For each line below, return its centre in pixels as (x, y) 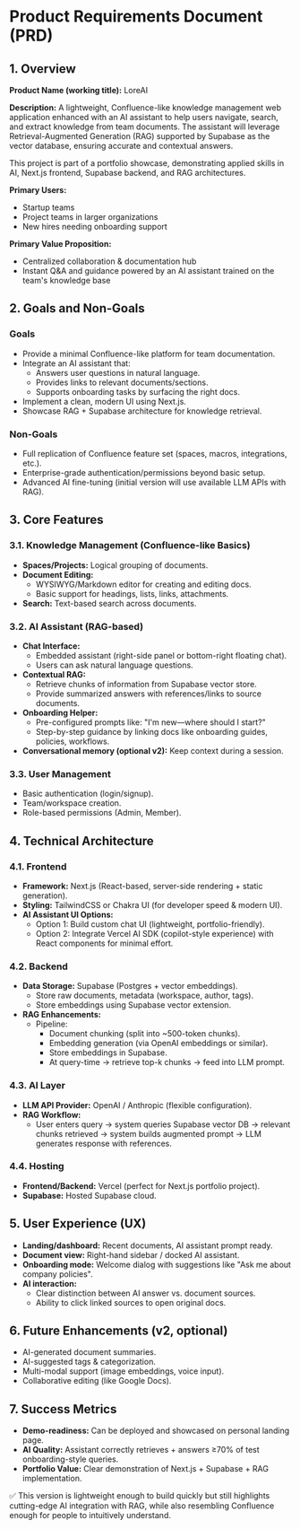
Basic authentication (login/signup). (88, 794)
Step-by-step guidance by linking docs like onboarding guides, (152, 731)
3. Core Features (57, 520)
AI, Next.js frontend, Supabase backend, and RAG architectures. (128, 173)
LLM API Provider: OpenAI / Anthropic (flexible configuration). (137, 1105)
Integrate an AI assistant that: (77, 363)
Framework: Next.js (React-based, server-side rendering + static (142, 886)
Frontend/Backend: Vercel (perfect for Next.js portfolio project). (141, 1185)
